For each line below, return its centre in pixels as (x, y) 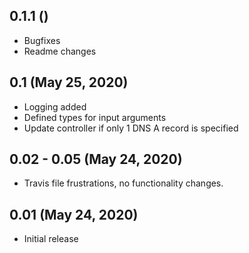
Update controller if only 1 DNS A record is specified (131, 128)
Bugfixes (42, 40)
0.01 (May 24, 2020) (74, 214)
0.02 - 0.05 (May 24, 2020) (96, 159)
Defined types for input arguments (95, 117)
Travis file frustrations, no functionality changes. (123, 183)
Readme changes (60, 51)
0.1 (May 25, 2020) (69, 82)
